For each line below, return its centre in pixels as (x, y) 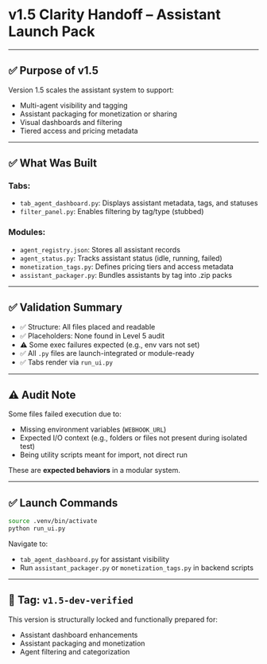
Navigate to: (28, 544)
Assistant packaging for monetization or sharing (98, 114)
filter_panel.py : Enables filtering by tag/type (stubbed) (112, 212)
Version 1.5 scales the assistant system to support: (91, 90)
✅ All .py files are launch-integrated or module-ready (107, 353)
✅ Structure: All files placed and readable (87, 326)
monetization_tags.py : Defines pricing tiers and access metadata (127, 266)
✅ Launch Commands (63, 503)
